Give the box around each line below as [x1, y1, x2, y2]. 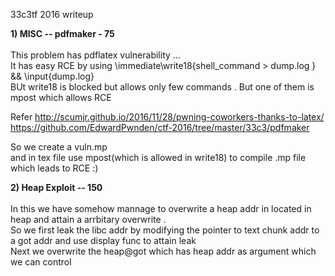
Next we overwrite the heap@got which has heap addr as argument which [10, 245, 317, 257]
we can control [10, 256, 72, 268]
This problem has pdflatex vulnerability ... [10, 49, 181, 61]
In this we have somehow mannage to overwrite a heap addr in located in [10, 203, 312, 214]
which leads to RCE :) [10, 162, 99, 174]
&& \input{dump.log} [10, 70, 95, 82]
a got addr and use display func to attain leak [10, 235, 197, 246]
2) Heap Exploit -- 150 [10, 182, 103, 193]
